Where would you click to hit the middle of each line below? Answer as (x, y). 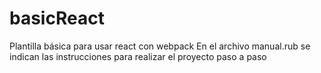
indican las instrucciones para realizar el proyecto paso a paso (138, 56)
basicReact (57, 18)
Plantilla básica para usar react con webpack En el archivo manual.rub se (160, 46)
